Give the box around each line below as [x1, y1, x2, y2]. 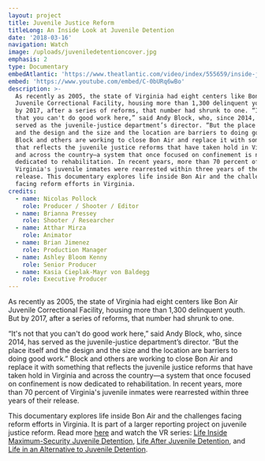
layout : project [8, 11, 62, 20]
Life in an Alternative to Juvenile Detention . [8, 444, 148, 454]
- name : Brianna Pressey [15, 210, 97, 217]
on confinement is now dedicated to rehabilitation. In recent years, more [8, 379, 243, 389]
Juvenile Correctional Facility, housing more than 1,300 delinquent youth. [8, 305, 245, 315]
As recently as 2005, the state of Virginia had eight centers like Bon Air [8, 297, 238, 307]
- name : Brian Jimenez [15, 239, 90, 247]
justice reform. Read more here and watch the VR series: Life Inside [8, 428, 227, 437]
